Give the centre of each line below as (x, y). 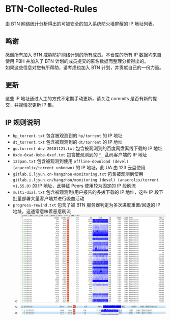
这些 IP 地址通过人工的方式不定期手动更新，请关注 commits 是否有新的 (79, 98)
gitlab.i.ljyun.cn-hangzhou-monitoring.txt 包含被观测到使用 (78, 174)
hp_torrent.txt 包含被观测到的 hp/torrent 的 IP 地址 (68, 135)
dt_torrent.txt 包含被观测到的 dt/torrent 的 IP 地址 (68, 142)
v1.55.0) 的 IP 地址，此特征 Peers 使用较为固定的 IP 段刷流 (74, 186)
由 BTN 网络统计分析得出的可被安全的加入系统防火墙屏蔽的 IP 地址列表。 (81, 24)
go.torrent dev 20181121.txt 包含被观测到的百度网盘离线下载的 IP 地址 (88, 148)
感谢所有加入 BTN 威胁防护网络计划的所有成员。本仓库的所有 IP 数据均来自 (83, 55)
